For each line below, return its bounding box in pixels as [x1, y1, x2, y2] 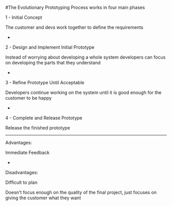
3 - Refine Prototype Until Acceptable [5, 80, 84, 85]
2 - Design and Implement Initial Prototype [5, 44, 95, 50]
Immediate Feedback [5, 149, 50, 156]
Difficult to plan [5, 179, 37, 185]
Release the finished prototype [5, 125, 70, 130]
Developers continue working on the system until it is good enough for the [5, 89, 162, 96]
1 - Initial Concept [5, 14, 42, 20]
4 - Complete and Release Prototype [5, 115, 83, 121]
